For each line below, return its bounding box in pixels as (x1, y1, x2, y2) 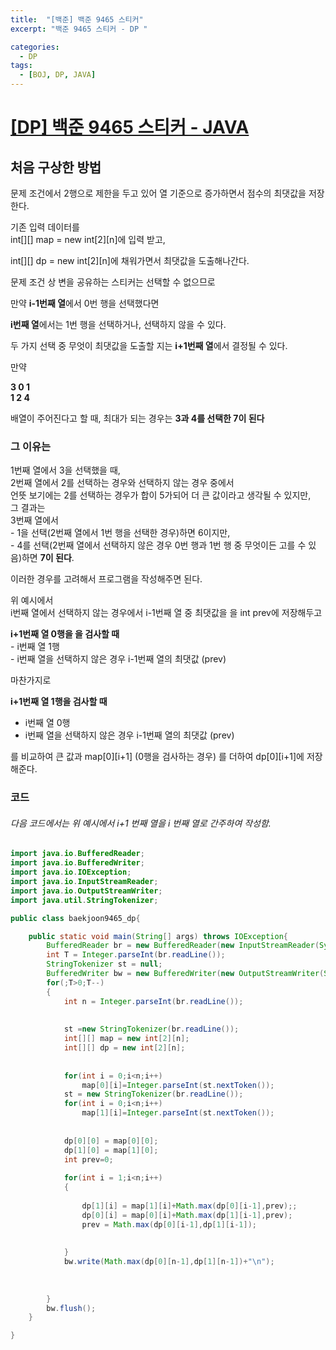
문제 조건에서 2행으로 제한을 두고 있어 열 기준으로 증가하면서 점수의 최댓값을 (10, 187, 307, 199)
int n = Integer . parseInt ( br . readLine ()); (63, 996, 244, 1006)
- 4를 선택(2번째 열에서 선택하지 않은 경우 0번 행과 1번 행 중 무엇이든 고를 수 (10, 539, 307, 551)
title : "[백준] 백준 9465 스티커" (10, 14, 144, 25)
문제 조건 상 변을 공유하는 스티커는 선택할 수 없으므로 (10, 276, 216, 288)
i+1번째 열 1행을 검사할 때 (10, 696, 108, 708)
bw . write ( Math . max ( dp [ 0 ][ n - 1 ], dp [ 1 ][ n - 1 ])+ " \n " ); (63, 1257, 275, 1267)
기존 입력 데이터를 (10, 221, 80, 233)
